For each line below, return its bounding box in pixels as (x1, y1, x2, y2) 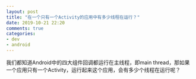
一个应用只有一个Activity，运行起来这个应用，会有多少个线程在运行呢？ (6, 66, 181, 73)
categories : (6, 31, 36, 37)
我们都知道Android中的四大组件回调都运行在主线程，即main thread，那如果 (6, 59, 190, 66)
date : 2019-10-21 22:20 (6, 20, 65, 26)
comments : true (6, 25, 44, 31)
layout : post (6, 8, 39, 15)
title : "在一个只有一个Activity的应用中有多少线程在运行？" (6, 14, 140, 20)
